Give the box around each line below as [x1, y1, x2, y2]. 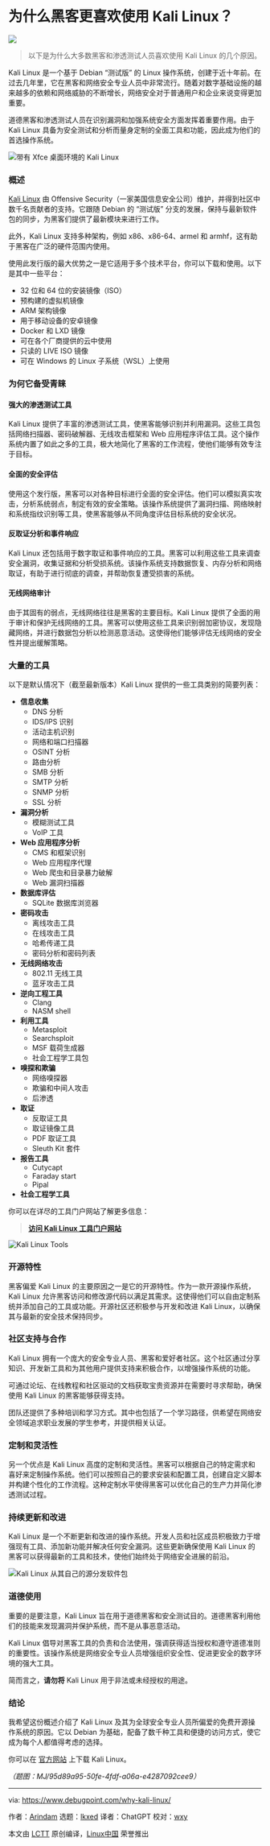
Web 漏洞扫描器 [31, 878, 85, 888]
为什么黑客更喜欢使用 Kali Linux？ [8, 7, 234, 26]
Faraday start [31, 1171, 76, 1181]
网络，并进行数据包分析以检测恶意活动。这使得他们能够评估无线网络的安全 [14, 627, 262, 637]
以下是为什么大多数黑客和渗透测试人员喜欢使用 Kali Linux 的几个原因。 [27, 50, 262, 60]
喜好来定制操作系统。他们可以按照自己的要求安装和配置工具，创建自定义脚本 [8, 1470, 262, 1480]
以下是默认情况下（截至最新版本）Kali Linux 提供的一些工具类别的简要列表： [8, 679, 261, 689]
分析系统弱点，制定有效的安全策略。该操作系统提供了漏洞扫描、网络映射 [22, 498, 262, 508]
